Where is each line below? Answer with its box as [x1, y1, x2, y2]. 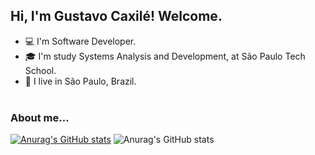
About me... [10, 110, 70, 124]
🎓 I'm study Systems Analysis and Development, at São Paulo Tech [24, 50, 306, 62]
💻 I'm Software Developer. [24, 35, 137, 47]
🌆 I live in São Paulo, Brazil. [24, 75, 137, 87]
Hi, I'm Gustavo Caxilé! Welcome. [10, 8, 223, 25]
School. [24, 64, 57, 76]
